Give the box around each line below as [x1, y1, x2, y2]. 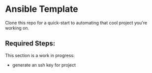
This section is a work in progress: [5, 52, 75, 58]
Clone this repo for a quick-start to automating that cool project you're [5, 20, 148, 26]
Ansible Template [5, 3, 79, 15]
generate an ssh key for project [12, 62, 76, 68]
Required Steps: [5, 39, 56, 48]
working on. [5, 25, 30, 31]
